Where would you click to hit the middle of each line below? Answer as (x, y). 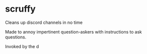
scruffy (20, 9)
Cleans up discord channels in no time (44, 22)
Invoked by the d (22, 46)
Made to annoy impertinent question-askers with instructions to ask (73, 32)
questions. (16, 37)
